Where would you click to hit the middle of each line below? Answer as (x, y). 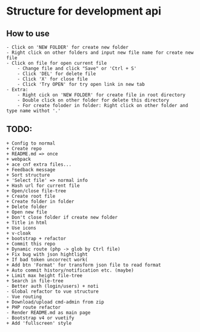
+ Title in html (27, 223)
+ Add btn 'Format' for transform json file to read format (84, 265)
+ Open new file (27, 212)
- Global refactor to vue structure (52, 291)
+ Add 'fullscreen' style (39, 323)
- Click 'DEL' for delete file (57, 74)
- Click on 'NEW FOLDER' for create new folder (68, 47)
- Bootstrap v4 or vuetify (40, 318)
